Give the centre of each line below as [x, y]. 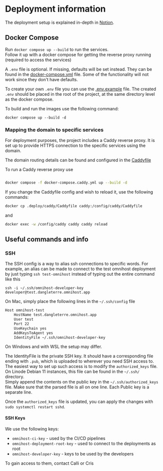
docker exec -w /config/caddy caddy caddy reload [56, 224]
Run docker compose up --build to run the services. [57, 49]
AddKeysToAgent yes [34, 333]
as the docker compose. [29, 99]
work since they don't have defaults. [42, 79]
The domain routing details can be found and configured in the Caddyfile [78, 160]
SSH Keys [15, 418]
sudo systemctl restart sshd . [35, 407]
